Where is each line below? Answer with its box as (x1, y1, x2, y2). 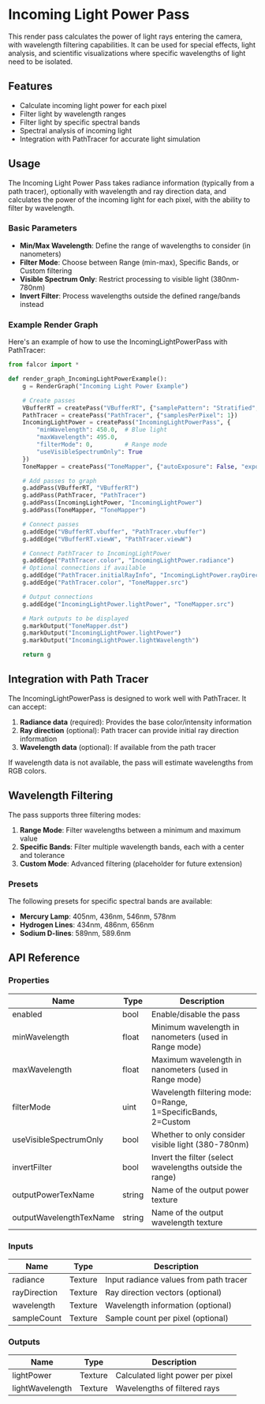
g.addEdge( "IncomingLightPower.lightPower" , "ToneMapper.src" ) (22, 600, 235, 608)
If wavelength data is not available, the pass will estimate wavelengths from (8, 758, 254, 767)
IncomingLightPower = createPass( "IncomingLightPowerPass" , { (22, 418, 231, 427)
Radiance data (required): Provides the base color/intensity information (19, 717, 252, 727)
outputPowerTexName (12, 1189, 95, 1200)
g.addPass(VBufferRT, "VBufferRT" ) (22, 484, 140, 492)
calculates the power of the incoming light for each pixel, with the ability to (8, 195, 251, 204)
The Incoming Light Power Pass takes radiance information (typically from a (8, 178, 255, 187)
